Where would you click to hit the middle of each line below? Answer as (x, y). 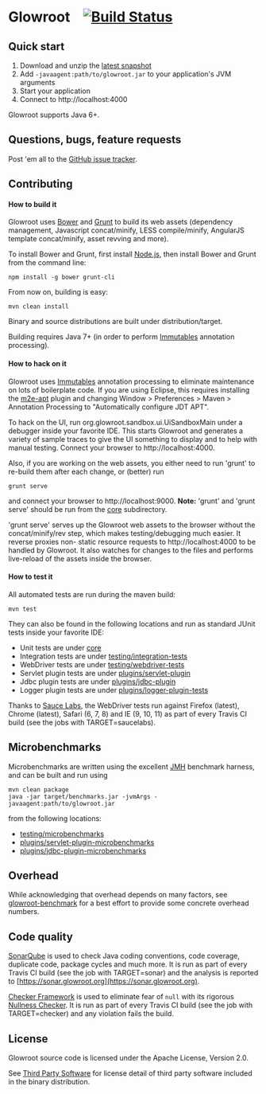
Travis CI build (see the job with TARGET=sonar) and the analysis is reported (133, 973)
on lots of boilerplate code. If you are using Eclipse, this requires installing (129, 389)
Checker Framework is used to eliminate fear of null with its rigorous (121, 997)
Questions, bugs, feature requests (95, 140)
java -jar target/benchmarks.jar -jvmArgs (79, 796)
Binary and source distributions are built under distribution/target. (116, 322)
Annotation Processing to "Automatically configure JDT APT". (108, 407)
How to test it (31, 576)
